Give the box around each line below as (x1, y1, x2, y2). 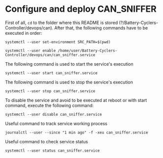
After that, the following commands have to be (54, 25, 148, 30)
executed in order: (5, 30, 42, 36)
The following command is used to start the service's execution (5, 61, 134, 67)
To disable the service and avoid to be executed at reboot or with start (5, 97, 147, 103)
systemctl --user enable (5, 48, 56, 53)
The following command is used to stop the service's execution (5, 79, 134, 85)
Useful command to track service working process (5, 120, 108, 126)
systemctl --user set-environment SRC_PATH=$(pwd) (5, 39, 111, 45)
